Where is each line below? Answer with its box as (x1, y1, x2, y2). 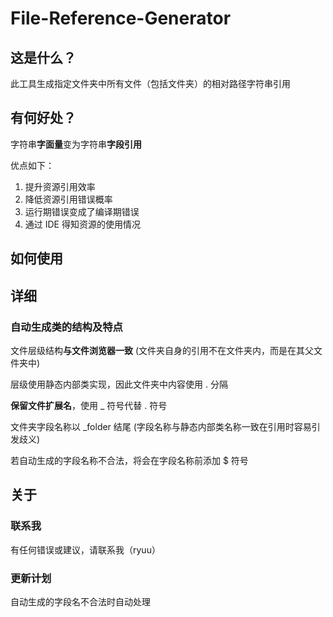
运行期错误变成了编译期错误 (24, 205, 140, 217)
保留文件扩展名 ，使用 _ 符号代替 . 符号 (10, 399, 168, 411)
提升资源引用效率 (24, 180, 96, 192)
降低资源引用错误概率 (24, 193, 113, 205)
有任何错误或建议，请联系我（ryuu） (10, 543, 161, 556)
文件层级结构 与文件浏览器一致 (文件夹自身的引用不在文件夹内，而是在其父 (10, 344, 315, 356)
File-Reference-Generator (10, 7, 232, 30)
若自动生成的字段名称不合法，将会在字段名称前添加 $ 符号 (10, 454, 249, 466)
